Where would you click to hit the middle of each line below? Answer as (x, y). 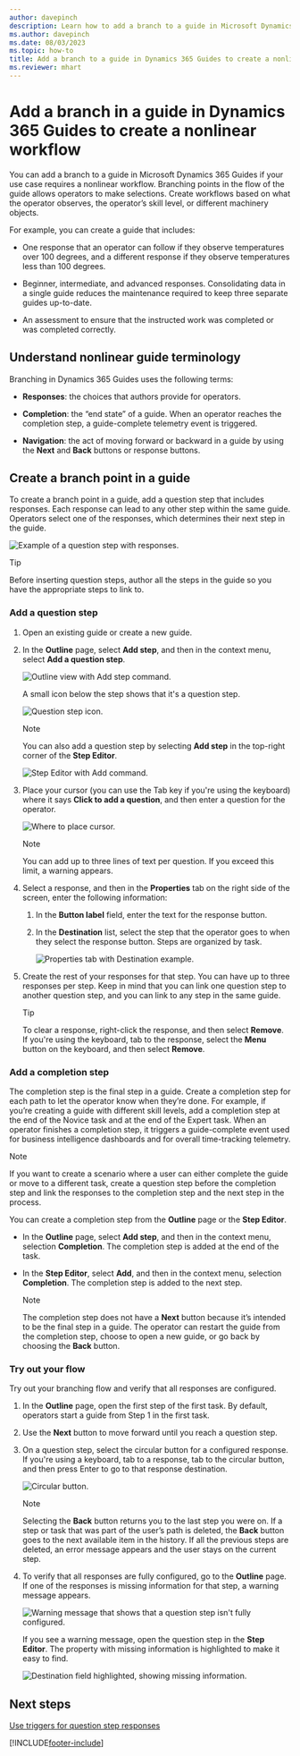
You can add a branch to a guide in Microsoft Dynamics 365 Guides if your (146, 174)
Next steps (40, 1704)
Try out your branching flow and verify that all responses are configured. (143, 1388)
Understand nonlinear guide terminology (125, 357)
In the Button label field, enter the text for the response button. (151, 914)
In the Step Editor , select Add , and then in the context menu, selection (152, 1273)
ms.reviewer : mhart (46, 68)
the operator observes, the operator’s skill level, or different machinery (139, 203)
